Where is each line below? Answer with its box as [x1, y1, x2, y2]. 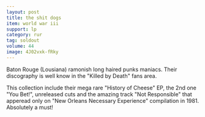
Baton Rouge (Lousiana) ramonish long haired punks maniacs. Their [6, 66, 177, 73]
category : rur [6, 32, 43, 38]
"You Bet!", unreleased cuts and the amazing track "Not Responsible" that [6, 90, 193, 98]
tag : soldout [6, 37, 40, 43]
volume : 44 [6, 43, 34, 50]
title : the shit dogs [6, 15, 62, 21]
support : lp [6, 26, 37, 32]
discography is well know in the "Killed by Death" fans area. [6, 72, 157, 80]
